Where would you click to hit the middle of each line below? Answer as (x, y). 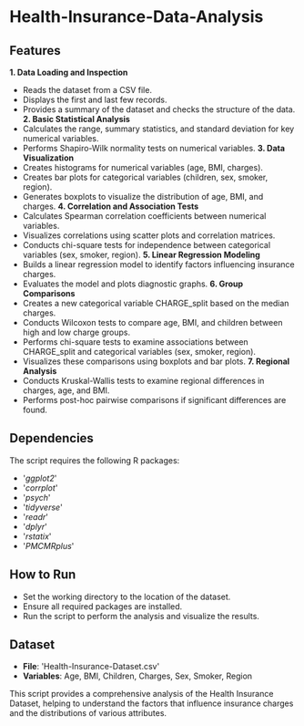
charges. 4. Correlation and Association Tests (111, 206)
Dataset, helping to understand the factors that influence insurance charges (152, 703)
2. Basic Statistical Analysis (76, 119)
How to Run (43, 575)
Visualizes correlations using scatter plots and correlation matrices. (149, 235)
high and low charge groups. (76, 332)
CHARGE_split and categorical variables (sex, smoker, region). (139, 352)
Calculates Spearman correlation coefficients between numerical (144, 216)
